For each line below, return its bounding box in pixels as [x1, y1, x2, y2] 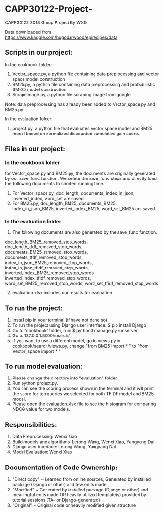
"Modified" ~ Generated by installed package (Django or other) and [12, 487, 148, 492]
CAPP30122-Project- [5, 3, 93, 15]
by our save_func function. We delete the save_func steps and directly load [5, 176, 157, 181]
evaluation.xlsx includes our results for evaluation [12, 290, 113, 295]
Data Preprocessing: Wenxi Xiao [12, 434, 77, 440]
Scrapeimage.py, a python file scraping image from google [12, 91, 131, 97]
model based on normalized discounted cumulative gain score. [12, 131, 140, 136]
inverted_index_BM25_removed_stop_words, [5, 270, 95, 276]
